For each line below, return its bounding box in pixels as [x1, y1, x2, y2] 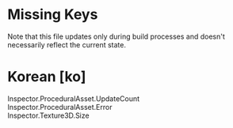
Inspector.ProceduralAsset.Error [7, 102, 113, 111]
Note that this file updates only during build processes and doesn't [7, 32, 225, 41]
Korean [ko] [7, 68, 86, 86]
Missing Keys [7, 6, 98, 24]
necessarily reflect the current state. [7, 40, 126, 49]
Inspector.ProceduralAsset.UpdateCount [7, 93, 140, 104]
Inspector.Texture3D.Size [7, 111, 90, 120]
